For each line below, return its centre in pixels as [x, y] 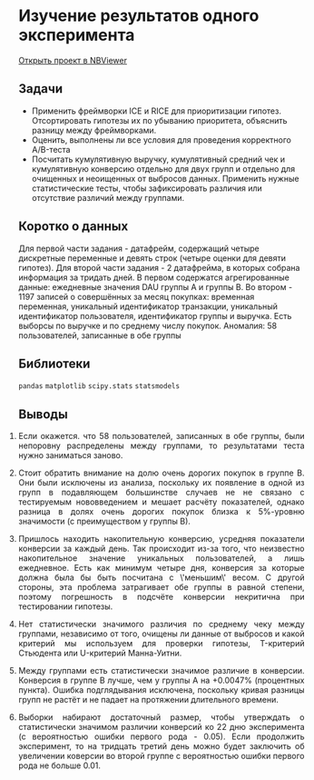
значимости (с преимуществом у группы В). [104, 521]
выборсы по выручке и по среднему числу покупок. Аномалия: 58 [148, 325]
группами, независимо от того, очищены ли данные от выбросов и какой [162, 634]
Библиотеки [54, 363]
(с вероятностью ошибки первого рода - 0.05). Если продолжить [162, 736]
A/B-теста [51, 149]
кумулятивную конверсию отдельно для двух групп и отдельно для [163, 168]
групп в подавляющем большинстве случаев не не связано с [162, 493]
